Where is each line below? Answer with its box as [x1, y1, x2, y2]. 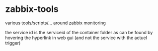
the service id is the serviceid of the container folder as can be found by [5, 29, 153, 35]
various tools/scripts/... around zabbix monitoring [5, 20, 106, 26]
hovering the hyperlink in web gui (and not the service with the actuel [5, 35, 148, 41]
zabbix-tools [5, 3, 59, 15]
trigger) [5, 40, 21, 46]
